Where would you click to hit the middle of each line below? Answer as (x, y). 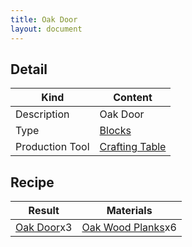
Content (133, 98)
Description (42, 114)
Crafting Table (133, 147)
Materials (129, 211)
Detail (29, 69)
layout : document (46, 29)
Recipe (32, 182)
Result (44, 211)
